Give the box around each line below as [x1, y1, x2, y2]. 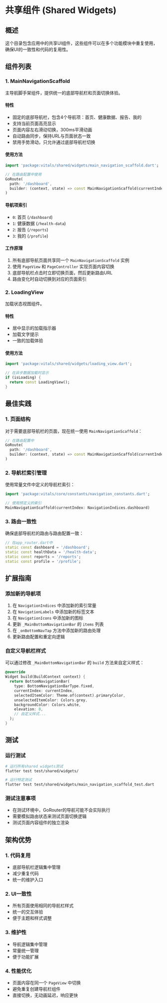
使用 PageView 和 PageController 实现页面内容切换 [12, 263, 115, 269]
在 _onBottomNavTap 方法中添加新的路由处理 [12, 628, 101, 634]
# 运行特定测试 [5, 778, 32, 783]
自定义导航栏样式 [5, 648, 46, 655]
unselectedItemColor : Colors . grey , [14, 698, 88, 703]
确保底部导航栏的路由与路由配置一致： [5, 530, 83, 536]
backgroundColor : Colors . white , [14, 702, 81, 707]
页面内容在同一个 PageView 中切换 [12, 980, 81, 986]
